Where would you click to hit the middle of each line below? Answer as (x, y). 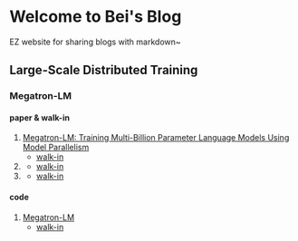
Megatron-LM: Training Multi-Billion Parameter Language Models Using (156, 138)
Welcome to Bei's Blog (96, 17)
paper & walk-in (40, 117)
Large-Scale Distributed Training (104, 70)
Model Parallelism (56, 148)
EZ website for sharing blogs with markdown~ (95, 42)
